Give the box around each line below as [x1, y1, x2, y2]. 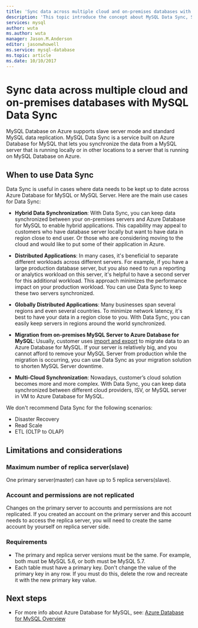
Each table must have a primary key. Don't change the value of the [14, 564, 177, 571]
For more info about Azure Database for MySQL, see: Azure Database [14, 609, 184, 616]
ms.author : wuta [6, 31, 46, 37]
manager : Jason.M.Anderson [6, 36, 72, 42]
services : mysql [6, 19, 46, 25]
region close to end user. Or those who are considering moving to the [14, 234, 184, 242]
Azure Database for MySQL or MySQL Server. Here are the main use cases [6, 192, 188, 199]
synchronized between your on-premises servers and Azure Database [14, 216, 186, 223]
